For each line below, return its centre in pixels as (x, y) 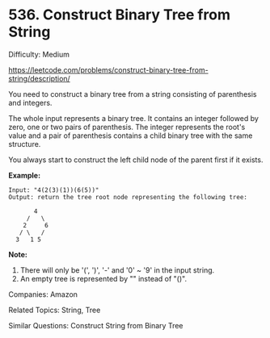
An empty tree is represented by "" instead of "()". (103, 278)
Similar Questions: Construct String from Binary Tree (96, 325)
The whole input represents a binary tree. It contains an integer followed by (133, 118)
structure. (25, 144)
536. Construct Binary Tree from (119, 15)
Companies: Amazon (43, 294)
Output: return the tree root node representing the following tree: (128, 197)
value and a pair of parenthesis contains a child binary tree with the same (131, 136)
